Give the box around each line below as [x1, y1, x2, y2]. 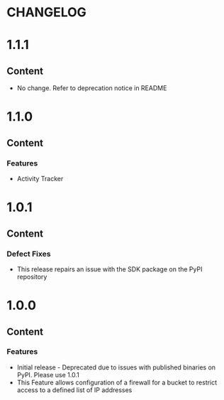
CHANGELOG [6, 4, 86, 21]
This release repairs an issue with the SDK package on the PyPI [16, 264, 203, 274]
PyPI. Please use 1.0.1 [16, 370, 79, 379]
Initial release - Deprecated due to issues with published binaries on [16, 363, 216, 372]
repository [16, 272, 47, 281]
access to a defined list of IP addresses [16, 385, 133, 394]
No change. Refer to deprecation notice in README [16, 84, 167, 92]
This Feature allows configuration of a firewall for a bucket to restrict [16, 378, 218, 387]
